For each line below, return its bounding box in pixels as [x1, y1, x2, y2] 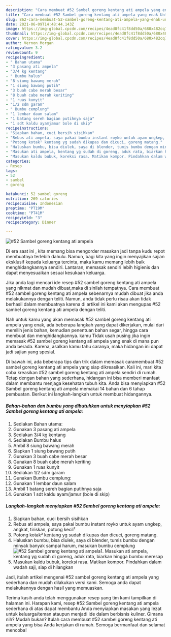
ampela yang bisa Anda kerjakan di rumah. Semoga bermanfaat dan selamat [6, 622, 165, 628]
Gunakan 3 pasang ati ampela [13, 427, 76, 433]
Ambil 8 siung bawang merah [13, 443, 75, 449]
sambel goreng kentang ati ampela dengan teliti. [6, 307, 107, 313]
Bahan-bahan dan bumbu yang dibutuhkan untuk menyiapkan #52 [6, 403, 151, 409]
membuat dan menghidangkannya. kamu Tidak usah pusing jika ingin [6, 332, 151, 339]
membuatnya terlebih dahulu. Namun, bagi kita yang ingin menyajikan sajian [6, 254, 165, 260]
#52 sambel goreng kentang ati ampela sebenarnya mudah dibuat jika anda [6, 290, 163, 296]
